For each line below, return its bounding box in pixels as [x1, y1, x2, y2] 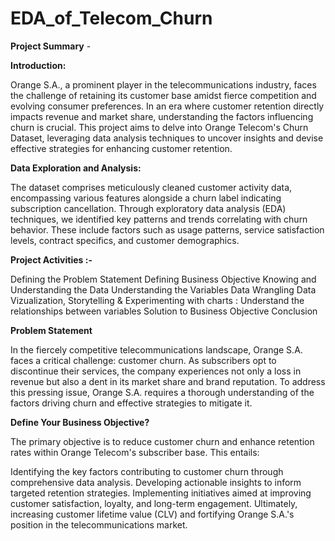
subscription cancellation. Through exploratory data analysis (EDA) [10, 202, 287, 214]
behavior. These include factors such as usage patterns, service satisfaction [10, 223, 325, 236]
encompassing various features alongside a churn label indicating [10, 192, 282, 204]
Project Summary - [10, 40, 92, 52]
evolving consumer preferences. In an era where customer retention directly [10, 100, 325, 112]
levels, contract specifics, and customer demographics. [10, 234, 240, 246]
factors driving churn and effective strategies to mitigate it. [10, 397, 253, 409]
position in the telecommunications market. [10, 518, 188, 531]
